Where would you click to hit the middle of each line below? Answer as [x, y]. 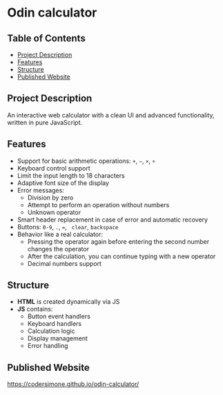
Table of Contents [47, 38]
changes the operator [58, 249]
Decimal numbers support [65, 263]
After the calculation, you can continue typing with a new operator [122, 256]
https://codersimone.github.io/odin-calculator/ [73, 384]
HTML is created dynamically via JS [68, 302]
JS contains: [35, 309]
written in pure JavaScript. [45, 122]
